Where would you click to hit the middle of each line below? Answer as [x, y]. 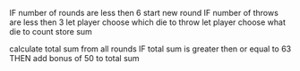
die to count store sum [51, 32]
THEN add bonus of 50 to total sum [75, 58]
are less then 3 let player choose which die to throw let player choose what [148, 22]
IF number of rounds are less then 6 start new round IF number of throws [144, 13]
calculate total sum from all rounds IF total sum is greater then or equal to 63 [150, 49]
